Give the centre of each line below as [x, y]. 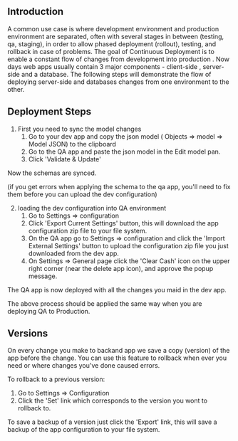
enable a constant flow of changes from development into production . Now [119, 59]
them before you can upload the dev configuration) [83, 194]
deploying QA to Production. [49, 311]
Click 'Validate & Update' [64, 159]
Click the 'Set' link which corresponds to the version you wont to [113, 400]
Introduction [36, 12]
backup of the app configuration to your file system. [84, 430]
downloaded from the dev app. [74, 253]
